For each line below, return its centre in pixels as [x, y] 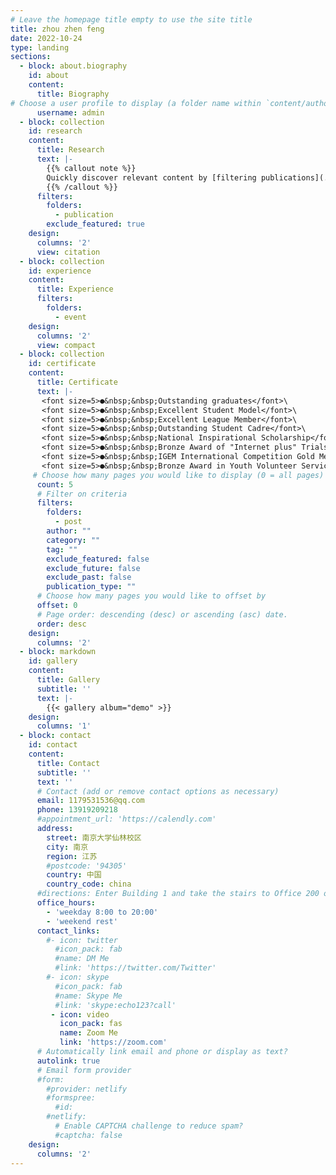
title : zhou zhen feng [57, 29]
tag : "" [62, 549]
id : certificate [62, 364]
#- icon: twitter [82, 940]
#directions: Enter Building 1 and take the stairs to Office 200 [178, 894]
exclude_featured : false [98, 559]
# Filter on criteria [82, 494]
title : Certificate [77, 382]
